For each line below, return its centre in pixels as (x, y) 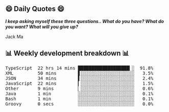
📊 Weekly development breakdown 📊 (67, 53)
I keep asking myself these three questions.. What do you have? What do (85, 21)
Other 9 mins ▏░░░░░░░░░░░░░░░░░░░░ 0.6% (79, 88)
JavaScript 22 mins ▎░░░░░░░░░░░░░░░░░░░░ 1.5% (79, 83)
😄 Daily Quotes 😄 (35, 9)
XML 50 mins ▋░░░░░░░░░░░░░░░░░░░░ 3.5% (79, 73)
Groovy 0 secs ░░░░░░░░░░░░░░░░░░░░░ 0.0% (79, 104)
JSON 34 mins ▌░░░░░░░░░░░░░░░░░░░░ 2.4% (79, 78)
